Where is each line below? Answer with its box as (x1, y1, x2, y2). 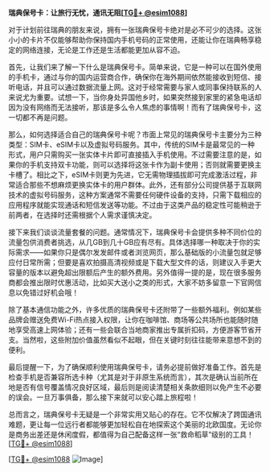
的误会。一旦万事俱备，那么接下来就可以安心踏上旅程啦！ (8, 392, 198, 402)
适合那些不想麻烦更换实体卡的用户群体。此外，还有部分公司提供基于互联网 (14, 180, 262, 189)
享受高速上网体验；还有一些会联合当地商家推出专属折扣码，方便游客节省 (14, 325, 255, 334)
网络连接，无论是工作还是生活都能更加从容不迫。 (22, 45, 185, 55)
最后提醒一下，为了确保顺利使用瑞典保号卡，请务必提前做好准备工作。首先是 (8, 362, 262, 371)
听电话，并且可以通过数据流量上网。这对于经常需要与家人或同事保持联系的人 (8, 82, 262, 92)
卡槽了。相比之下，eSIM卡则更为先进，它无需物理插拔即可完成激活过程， (8, 170, 251, 180)
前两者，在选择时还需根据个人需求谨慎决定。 (8, 210, 157, 220)
